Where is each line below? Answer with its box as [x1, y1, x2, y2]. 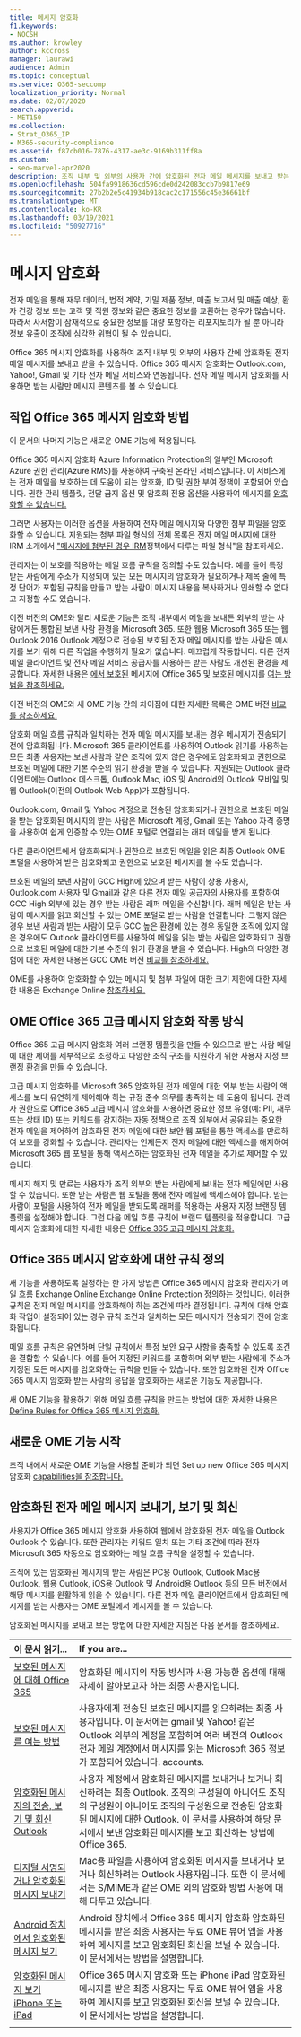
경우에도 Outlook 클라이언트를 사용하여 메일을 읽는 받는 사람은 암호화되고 [18, 932, 275, 943]
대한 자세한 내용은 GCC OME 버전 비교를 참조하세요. [25, 955, 209, 966]
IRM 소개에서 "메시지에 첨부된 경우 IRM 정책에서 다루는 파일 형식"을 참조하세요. [9, 540, 284, 552]
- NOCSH [9, 30, 39, 39]
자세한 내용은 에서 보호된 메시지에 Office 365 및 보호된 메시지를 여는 [42, 669, 282, 679]
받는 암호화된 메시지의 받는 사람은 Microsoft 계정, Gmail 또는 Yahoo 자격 [18, 816, 275, 826]
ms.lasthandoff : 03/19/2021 [9, 213, 115, 223]
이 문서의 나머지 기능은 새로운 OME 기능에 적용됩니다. [9, 435, 197, 446]
